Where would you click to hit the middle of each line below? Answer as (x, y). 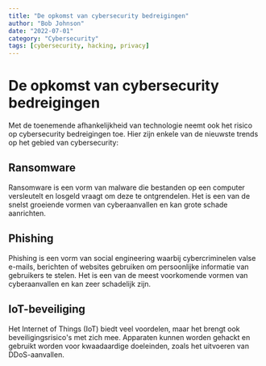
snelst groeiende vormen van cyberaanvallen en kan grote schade (118, 204)
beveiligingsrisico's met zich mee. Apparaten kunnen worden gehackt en (129, 337)
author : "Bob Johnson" (46, 23)
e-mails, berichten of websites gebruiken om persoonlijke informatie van (129, 267)
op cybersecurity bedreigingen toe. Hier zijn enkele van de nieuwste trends (133, 134)
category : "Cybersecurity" (54, 38)
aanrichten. (27, 213)
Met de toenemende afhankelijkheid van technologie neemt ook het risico (130, 125)
